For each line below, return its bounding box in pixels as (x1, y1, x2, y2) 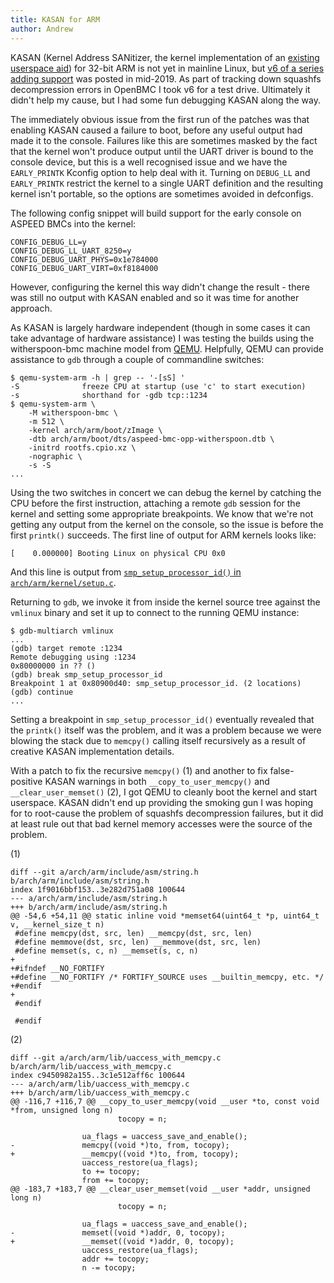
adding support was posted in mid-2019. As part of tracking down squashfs (10, 72, 322, 85)
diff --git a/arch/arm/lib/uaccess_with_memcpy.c (10, 1052, 222, 1063)
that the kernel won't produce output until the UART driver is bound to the (10, 145, 314, 157)
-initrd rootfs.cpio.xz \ (28, 442, 137, 453)
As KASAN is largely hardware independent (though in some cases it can (10, 321, 311, 333)
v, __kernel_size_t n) (10, 919, 105, 930)
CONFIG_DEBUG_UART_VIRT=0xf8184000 (10, 263, 159, 273)
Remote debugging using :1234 (10, 652, 137, 662)
